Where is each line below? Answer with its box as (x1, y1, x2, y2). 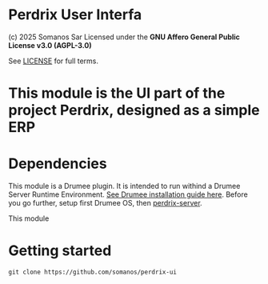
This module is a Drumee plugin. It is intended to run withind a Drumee (8, 182, 241, 191)
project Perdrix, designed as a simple (8, 102, 260, 119)
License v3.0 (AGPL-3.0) (8, 40, 92, 50)
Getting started (8, 242, 112, 260)
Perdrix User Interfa (8, 6, 142, 24)
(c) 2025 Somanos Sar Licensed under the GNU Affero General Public (8, 32, 240, 42)
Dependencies (8, 154, 107, 173)
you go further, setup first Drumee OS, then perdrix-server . (8, 198, 202, 208)
